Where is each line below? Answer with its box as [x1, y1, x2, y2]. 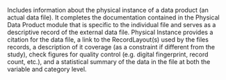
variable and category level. [7, 65, 87, 73]
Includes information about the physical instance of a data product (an [7, 6, 209, 14]
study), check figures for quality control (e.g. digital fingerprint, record [7, 50, 209, 58]
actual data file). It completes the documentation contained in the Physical [7, 13, 220, 22]
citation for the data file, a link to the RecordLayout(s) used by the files [7, 35, 209, 44]
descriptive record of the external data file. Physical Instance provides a [7, 28, 213, 36]
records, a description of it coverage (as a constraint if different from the [7, 43, 216, 51]
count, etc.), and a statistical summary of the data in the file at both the [7, 58, 211, 65]
